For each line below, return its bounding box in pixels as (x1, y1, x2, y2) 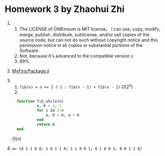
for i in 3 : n (36, 108, 64, 113)
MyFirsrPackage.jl (11, 67, 49, 73)
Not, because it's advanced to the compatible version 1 (19, 52, 133, 58)
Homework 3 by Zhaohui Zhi (4, 3, 124, 15)
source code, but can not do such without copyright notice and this (19, 36, 158, 43)
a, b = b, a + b (45, 112, 79, 118)
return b (36, 121, 55, 127)
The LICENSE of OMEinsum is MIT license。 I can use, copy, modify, (19, 26, 160, 32)
